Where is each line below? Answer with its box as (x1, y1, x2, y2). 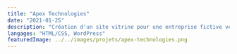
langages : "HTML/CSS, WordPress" (7, 29, 106, 37)
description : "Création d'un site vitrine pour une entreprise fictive (7, 23, 222, 30)
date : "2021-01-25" (7, 17, 65, 24)
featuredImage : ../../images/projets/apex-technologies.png (7, 36, 188, 43)
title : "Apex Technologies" (7, 10, 90, 18)
